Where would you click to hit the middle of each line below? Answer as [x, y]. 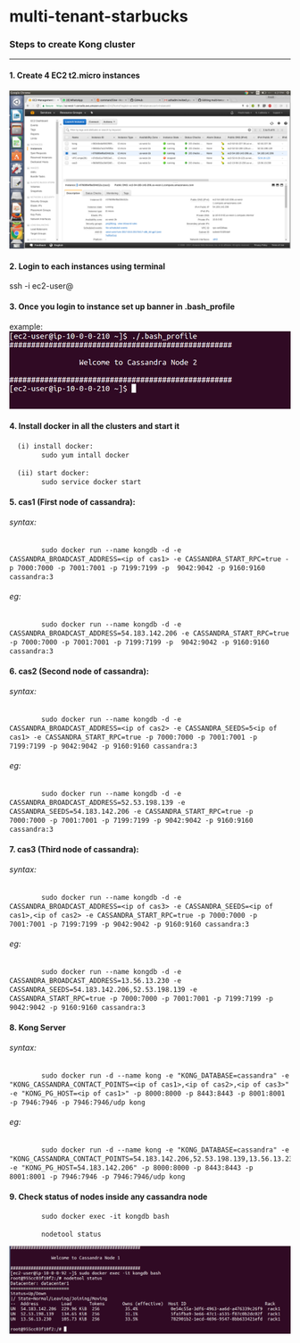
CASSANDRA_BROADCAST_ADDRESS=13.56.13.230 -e [95, 980]
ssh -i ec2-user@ [42, 286]
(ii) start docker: [54, 473]
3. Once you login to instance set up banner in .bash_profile [122, 306]
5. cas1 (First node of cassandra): [72, 501]
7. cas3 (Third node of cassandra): [74, 849]
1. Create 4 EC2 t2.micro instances [75, 76]
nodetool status [71, 1235]
